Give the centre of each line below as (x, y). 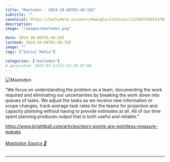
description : (19, 24)
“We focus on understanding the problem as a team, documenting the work (84, 90)
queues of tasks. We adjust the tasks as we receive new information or (79, 100)
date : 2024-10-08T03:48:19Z (35, 38)
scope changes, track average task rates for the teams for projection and (81, 106)
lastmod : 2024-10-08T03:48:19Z (38, 43)
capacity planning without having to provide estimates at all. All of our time (83, 111)
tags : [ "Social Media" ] (30, 52)
